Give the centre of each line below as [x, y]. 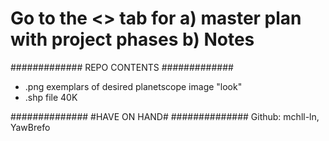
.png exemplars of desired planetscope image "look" [133, 86]
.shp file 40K [51, 97]
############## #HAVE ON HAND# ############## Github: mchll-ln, [165, 116]
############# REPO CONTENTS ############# [122, 67]
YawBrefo [30, 127]
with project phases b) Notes [132, 39]
